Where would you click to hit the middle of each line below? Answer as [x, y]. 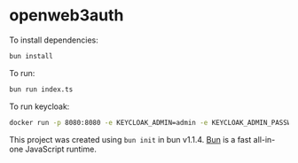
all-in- [264, 139]
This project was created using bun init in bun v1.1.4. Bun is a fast [130, 139]
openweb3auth [67, 16]
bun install [31, 56]
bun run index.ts [41, 89]
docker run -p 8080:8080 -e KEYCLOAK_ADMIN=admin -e [109, 122]
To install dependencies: [54, 40]
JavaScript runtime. [61, 149]
